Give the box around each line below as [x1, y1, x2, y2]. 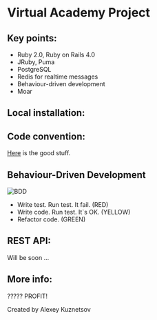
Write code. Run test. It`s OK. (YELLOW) [17, 208, 131, 217]
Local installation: [7, 107, 85, 119]
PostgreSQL [17, 66, 52, 73]
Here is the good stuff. [7, 149, 71, 157]
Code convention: [7, 130, 86, 142]
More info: [7, 274, 53, 286]
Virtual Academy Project [7, 5, 150, 21]
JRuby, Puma [17, 58, 55, 66]
